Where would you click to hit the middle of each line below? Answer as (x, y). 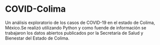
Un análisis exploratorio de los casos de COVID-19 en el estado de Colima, (80, 22)
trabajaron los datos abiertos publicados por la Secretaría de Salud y (74, 33)
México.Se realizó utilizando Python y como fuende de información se (76, 27)
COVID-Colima (35, 9)
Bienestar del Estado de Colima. (37, 38)
